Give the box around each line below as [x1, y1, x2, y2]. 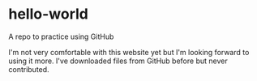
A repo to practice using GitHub [8, 32, 114, 41]
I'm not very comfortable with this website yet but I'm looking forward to [8, 47, 250, 57]
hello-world [8, 5, 89, 23]
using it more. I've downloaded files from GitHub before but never [8, 56, 229, 66]
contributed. [8, 64, 50, 74]
